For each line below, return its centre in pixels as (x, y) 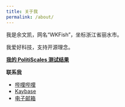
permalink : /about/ (30, 17)
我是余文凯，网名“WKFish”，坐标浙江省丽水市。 (64, 34)
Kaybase (25, 91)
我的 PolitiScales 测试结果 (38, 59)
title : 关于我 (22, 11)
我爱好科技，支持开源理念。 (40, 47)
